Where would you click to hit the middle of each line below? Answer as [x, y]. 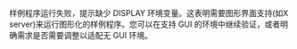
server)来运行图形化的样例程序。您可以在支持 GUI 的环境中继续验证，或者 [145, 24]
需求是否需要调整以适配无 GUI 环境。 [85, 35]
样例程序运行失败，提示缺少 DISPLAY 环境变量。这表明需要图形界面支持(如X [149, 13]
